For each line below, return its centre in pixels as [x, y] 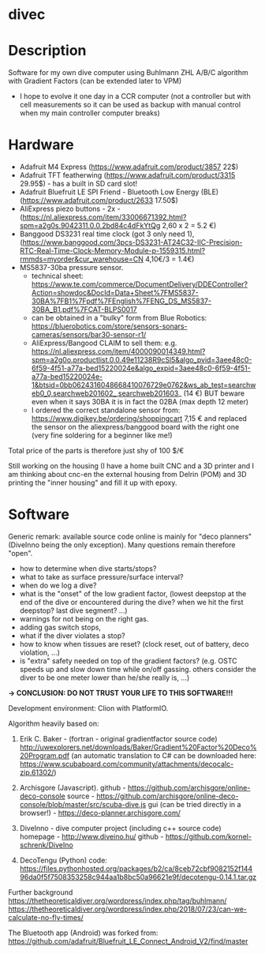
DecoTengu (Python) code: [63, 860]
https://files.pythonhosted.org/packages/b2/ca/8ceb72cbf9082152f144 [136, 869]
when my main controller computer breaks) [90, 113]
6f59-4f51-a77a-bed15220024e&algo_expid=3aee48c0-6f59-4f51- [141, 368]
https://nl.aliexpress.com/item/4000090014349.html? [118, 351]
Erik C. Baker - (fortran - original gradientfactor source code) [119, 739]
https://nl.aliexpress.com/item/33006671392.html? [105, 217]
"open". [21, 553]
